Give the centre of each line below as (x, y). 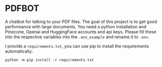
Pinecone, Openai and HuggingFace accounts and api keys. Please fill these (81, 32)
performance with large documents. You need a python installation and (76, 26)
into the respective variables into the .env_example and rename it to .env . (77, 37)
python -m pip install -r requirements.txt (50, 60)
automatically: (19, 51)
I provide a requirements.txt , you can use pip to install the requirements (77, 46)
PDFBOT (22, 8)
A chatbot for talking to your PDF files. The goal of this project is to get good (81, 22)
